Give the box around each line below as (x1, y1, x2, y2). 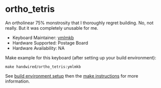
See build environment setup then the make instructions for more (5, 73, 138, 79)
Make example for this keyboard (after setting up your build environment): (5, 54, 157, 60)
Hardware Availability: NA (12, 45, 65, 51)
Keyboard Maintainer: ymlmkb (12, 35, 74, 41)
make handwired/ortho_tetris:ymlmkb (5, 64, 81, 69)
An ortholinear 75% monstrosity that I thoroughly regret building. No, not (5, 20, 154, 26)
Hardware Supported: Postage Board (12, 40, 88, 45)
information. (5, 78, 30, 84)
